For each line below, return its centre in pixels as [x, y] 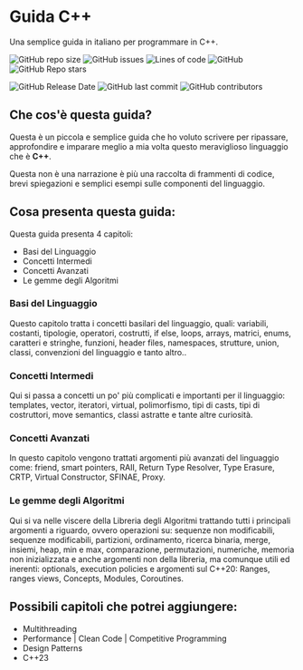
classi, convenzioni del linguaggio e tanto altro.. [98, 352]
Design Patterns [52, 648]
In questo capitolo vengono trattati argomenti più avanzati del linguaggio [144, 458]
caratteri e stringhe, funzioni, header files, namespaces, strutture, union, [144, 343]
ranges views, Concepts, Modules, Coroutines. [96, 578]
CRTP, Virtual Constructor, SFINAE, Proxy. [87, 477]
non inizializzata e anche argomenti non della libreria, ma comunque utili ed [150, 558]
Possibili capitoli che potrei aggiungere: [123, 607]
